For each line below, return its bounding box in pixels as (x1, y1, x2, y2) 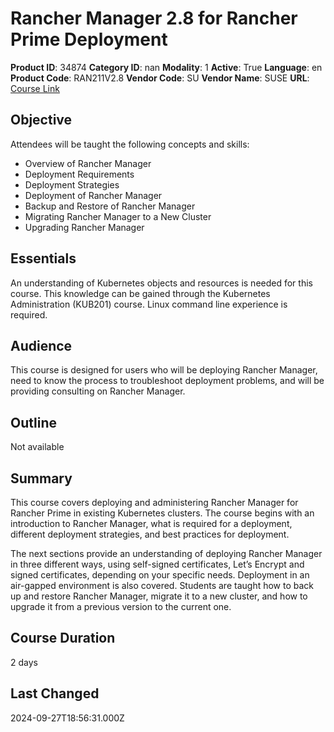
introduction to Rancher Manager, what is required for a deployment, (10, 518, 293, 529)
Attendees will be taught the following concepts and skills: (10, 138, 250, 150)
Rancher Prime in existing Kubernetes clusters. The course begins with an (10, 507, 315, 519)
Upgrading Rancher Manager (24, 221, 145, 233)
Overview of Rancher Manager (24, 157, 152, 169)
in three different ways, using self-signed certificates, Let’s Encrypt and (10, 558, 305, 570)
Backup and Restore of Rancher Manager (24, 200, 196, 212)
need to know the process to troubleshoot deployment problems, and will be (10, 375, 325, 387)
